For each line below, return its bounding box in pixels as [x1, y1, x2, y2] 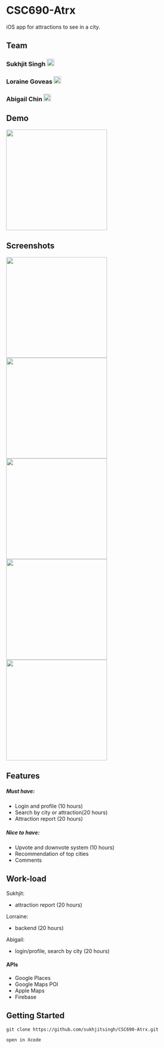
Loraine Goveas [6, 78, 52, 86]
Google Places [14, 975, 51, 982]
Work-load [6, 874, 47, 884]
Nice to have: [6, 828, 40, 836]
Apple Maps [14, 987, 45, 994]
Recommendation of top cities [14, 851, 89, 858]
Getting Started [6, 1010, 65, 1021]
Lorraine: [6, 913, 29, 920]
